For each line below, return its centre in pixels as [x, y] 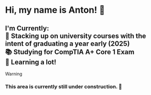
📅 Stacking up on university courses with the [76, 36]
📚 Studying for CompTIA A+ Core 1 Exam [70, 52]
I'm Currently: [27, 28]
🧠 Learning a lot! [31, 62]
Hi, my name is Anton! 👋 [55, 10]
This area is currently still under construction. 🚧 [64, 87]
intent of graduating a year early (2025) [68, 44]
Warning [14, 74]
